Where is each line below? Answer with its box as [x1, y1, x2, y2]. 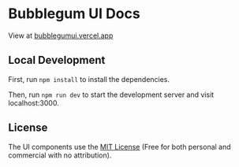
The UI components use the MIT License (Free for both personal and [8, 142, 231, 151]
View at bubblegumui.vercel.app [8, 31, 114, 40]
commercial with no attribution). [8, 150, 112, 160]
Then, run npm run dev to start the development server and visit [8, 90, 215, 99]
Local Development [8, 54, 106, 67]
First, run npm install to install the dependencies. [8, 74, 170, 83]
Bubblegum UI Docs [8, 5, 140, 23]
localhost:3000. [8, 98, 59, 107]
